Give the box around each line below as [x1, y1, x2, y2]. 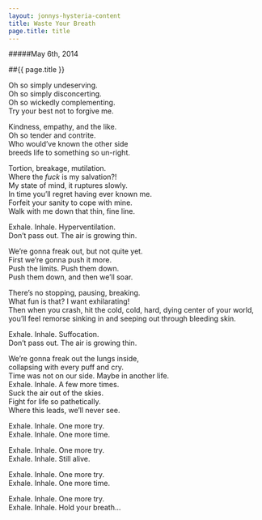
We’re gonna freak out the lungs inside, [8, 354, 139, 364]
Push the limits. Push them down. [8, 264, 120, 274]
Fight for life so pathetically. [8, 397, 101, 407]
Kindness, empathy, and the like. [8, 122, 117, 132]
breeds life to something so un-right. [8, 147, 131, 158]
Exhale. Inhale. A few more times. [8, 380, 120, 390]
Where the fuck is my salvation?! [8, 172, 117, 182]
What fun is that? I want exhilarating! [8, 296, 130, 306]
